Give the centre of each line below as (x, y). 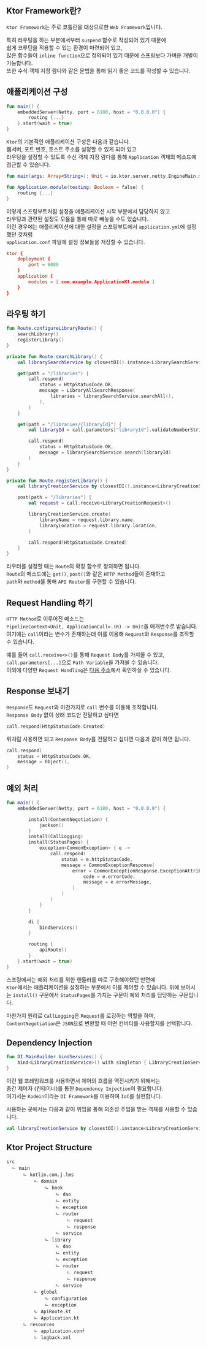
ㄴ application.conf (59, 1331)
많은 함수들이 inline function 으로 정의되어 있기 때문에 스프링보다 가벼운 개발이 (102, 55)
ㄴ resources (39, 1324)
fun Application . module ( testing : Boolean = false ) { (75, 187)
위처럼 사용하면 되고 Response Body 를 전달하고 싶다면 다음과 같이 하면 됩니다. (99, 739)
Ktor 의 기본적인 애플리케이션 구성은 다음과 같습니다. (68, 142)
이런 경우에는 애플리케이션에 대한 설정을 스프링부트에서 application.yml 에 (96, 226)
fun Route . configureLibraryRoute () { (55, 329)
